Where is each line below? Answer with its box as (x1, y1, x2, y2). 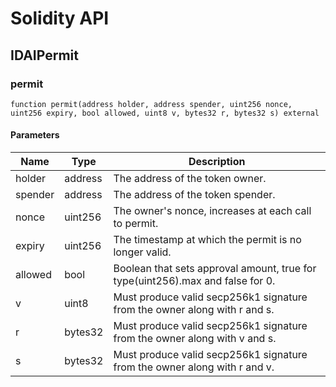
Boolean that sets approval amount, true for (113, 262, 317, 276)
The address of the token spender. (113, 188, 276, 202)
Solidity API (10, 7, 110, 30)
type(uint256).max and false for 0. (113, 274, 276, 288)
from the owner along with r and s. (113, 303, 275, 317)
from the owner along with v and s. (113, 332, 277, 346)
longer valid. (113, 245, 172, 259)
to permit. (113, 217, 159, 231)
